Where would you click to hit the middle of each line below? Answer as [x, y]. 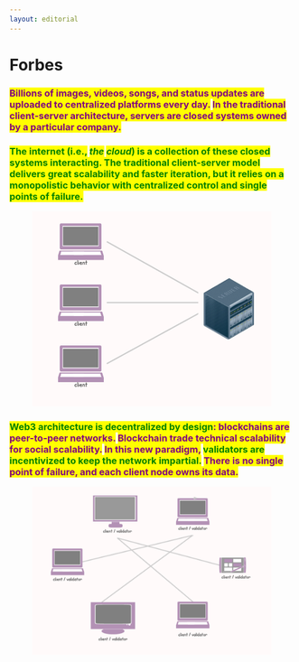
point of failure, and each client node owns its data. [124, 471]
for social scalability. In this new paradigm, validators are [137, 449]
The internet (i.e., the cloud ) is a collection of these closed [140, 151]
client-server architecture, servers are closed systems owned [148, 116]
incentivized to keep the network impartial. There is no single [146, 461]
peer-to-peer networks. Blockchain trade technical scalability [148, 438]
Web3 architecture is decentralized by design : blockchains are [150, 426]
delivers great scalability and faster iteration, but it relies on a [147, 173]
